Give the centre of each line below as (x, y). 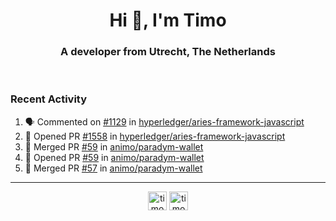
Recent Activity (49, 99)
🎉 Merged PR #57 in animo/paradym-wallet (113, 168)
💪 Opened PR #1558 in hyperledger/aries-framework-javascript (155, 136)
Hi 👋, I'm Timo (168, 20)
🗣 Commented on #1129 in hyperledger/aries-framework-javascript (164, 121)
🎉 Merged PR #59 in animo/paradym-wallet (114, 146)
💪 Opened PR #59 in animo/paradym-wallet (114, 157)
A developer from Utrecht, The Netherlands (168, 52)
